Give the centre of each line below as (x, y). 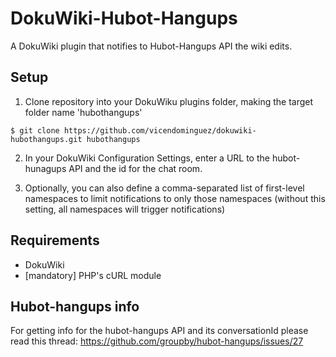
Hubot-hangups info (75, 306)
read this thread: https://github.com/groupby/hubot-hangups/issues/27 (157, 341)
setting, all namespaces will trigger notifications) (125, 209)
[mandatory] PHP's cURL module (93, 275)
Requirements (55, 240)
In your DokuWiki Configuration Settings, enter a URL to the (147, 158)
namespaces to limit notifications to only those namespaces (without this (175, 198)
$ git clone (35, 130)
